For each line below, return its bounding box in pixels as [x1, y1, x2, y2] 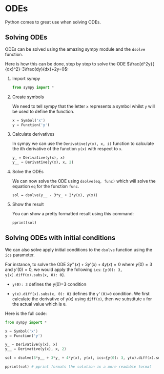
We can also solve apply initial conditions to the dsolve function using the [5, 247, 153, 252]
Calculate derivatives [12, 131, 55, 137]
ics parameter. [5, 252, 35, 258]
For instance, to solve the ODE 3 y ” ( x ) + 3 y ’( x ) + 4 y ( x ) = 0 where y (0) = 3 [5, 261, 153, 267]
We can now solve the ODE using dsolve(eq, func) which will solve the [12, 178, 156, 184]
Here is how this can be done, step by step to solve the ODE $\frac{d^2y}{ [5, 61, 155, 66]
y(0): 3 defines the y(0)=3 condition [12, 281, 86, 287]
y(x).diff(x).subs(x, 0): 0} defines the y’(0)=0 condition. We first [12, 291, 150, 296]
